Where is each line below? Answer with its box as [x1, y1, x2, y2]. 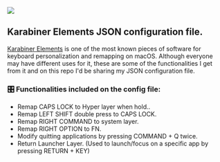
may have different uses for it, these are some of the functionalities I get [7, 59, 212, 67]
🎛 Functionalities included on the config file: [7, 84, 161, 93]
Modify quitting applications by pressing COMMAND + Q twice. [17, 132, 199, 141]
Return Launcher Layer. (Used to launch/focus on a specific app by [17, 139, 209, 148]
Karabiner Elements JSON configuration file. [7, 26, 203, 38]
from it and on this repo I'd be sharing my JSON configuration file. [7, 66, 195, 75]
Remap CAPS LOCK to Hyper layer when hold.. [17, 102, 151, 111]
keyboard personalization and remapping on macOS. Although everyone [7, 52, 213, 60]
